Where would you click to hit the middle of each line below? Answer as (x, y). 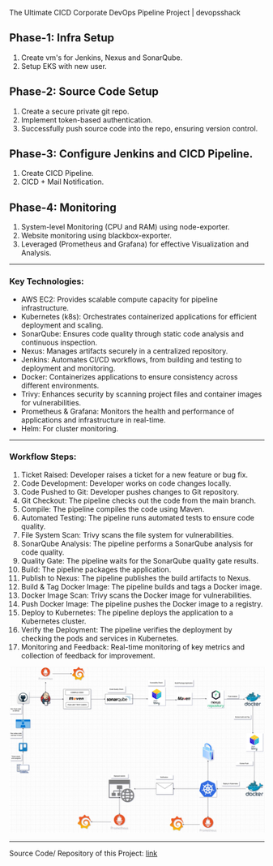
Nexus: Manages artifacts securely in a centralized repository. (124, 351)
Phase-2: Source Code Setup (84, 92)
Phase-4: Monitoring (63, 207)
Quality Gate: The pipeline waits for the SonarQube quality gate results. (139, 560)
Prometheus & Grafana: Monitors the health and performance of (128, 411)
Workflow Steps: (43, 457)
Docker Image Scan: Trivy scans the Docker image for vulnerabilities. (136, 595)
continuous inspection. (59, 342)
